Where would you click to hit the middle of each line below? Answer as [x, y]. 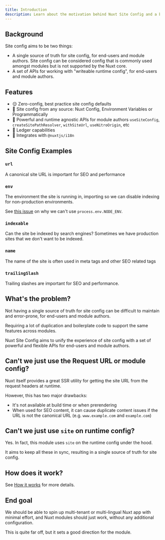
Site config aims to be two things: [39, 46]
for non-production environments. [39, 202]
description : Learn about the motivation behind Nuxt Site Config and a [81, 14]
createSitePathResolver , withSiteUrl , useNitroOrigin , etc [71, 125]
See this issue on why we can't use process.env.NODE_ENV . [64, 211]
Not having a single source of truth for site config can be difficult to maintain [82, 310]
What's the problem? [38, 299]
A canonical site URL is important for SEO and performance [65, 174]
